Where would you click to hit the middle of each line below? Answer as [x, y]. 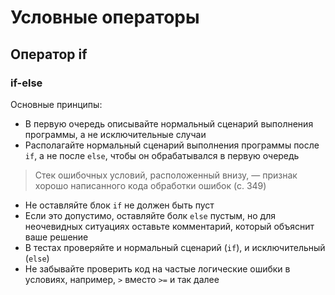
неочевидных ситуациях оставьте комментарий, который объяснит [169, 226]
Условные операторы [105, 17]
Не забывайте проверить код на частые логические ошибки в [157, 268]
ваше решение [56, 237]
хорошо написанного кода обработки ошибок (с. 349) [150, 185]
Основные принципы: [56, 104]
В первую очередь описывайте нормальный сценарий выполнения [169, 123]
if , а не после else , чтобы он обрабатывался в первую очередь [162, 155]
